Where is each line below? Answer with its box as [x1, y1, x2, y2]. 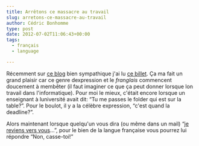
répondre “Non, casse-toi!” [6, 133, 74, 140]
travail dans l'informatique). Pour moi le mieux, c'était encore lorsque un [6, 89, 186, 97]
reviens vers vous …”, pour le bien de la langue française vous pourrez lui [6, 126, 187, 133]
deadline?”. [6, 108, 34, 115]
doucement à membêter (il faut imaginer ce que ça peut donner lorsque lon [6, 83, 194, 90]
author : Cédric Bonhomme [6, 20, 69, 26]
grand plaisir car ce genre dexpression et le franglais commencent [6, 76, 172, 83]
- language [11, 48, 39, 54]
